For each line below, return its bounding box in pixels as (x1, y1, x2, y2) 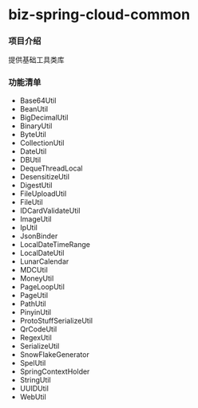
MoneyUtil (19, 273, 54, 283)
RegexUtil (19, 332, 52, 342)
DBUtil (19, 155, 42, 164)
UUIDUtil (19, 383, 49, 393)
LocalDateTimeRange (19, 239, 90, 249)
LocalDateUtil (19, 248, 65, 257)
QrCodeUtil (19, 324, 57, 334)
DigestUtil (19, 180, 53, 190)
